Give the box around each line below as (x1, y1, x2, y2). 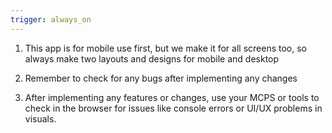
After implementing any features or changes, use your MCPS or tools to (24, 91, 320, 103)
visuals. (24, 112, 57, 125)
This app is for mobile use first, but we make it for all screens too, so (24, 42, 307, 54)
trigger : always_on (10, 14, 92, 25)
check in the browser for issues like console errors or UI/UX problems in (24, 102, 323, 114)
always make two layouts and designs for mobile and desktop (24, 52, 280, 65)
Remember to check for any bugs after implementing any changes (24, 72, 298, 84)
